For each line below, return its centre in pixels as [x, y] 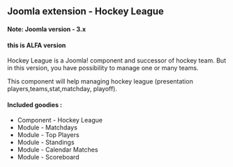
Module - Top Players [48, 135]
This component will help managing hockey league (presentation [100, 81]
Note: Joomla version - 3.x [46, 29]
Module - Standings [46, 143]
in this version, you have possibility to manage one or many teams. [103, 68]
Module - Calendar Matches [58, 150]
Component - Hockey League [60, 120]
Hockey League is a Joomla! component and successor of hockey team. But [117, 61]
